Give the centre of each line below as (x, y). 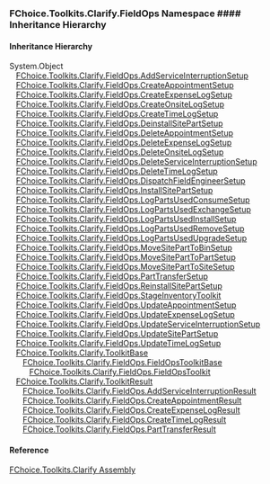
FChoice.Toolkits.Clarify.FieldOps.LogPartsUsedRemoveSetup (130, 229)
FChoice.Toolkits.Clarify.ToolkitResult (84, 381)
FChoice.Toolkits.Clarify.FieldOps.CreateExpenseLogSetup (124, 95)
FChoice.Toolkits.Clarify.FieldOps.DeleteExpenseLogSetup (124, 143)
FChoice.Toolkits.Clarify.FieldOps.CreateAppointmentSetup (125, 85)
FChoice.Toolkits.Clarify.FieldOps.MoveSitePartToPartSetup (126, 257)
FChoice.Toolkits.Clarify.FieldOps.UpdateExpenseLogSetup (125, 315)
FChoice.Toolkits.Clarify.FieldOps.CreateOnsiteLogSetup (120, 104)
